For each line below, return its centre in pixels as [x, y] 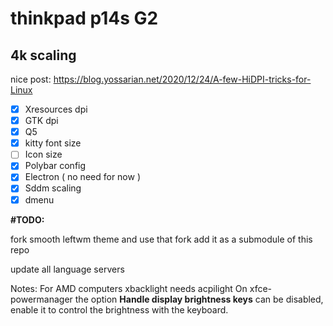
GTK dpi [41, 121]
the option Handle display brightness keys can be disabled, [199, 299]
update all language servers [67, 269]
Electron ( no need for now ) [83, 177]
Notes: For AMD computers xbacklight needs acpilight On [129, 288]
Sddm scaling [53, 188]
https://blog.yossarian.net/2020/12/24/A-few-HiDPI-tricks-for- [182, 79]
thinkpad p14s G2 [84, 18]
